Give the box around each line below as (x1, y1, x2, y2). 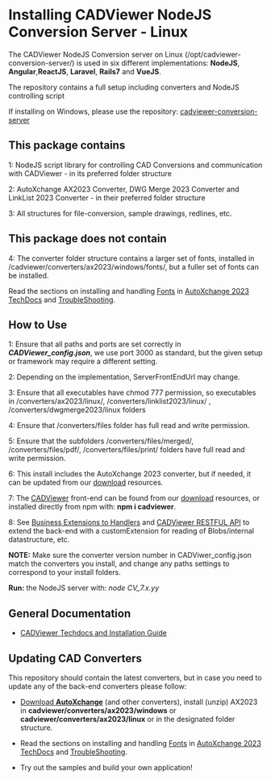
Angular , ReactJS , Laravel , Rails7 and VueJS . (8, 66, 161, 76)
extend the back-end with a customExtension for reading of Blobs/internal (8, 526, 254, 536)
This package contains (8, 139, 126, 153)
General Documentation (8, 606, 131, 620)
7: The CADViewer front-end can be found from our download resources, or (8, 493, 261, 503)
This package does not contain (8, 232, 167, 245)
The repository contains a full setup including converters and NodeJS (8, 82, 240, 92)
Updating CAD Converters (8, 652, 143, 665)
